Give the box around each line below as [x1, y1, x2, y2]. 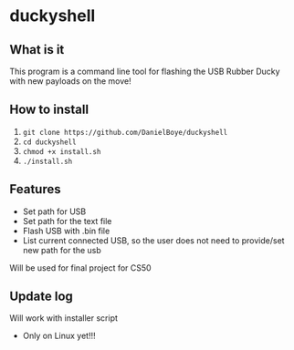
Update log [9, 289, 73, 304]
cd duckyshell [22, 138, 77, 147]
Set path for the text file [22, 215, 112, 226]
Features [9, 181, 61, 197]
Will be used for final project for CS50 [9, 262, 152, 273]
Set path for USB [22, 206, 87, 217]
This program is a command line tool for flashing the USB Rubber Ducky [9, 66, 280, 77]
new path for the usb [22, 244, 102, 255]
